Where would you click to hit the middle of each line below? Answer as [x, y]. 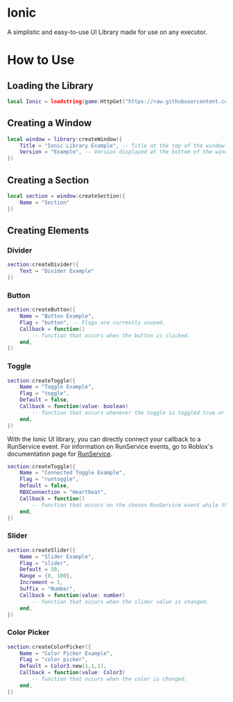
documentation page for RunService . [60, 454]
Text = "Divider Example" [57, 271]
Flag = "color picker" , [54, 660]
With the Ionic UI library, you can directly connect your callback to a [104, 439]
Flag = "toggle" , [45, 393]
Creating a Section [48, 180]
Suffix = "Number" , [48, 589]
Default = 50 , [40, 570]
